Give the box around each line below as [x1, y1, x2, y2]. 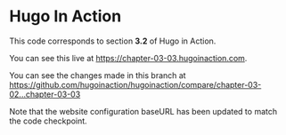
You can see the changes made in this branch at [9, 69, 186, 81]
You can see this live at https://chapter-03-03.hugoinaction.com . [9, 52, 248, 63]
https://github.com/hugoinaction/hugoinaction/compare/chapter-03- [9, 79, 262, 90]
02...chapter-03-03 [9, 89, 81, 99]
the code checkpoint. [9, 115, 87, 126]
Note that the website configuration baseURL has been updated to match [9, 106, 278, 116]
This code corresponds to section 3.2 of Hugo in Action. [9, 36, 217, 46]
